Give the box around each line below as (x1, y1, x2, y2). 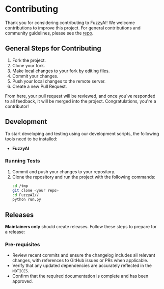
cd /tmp (12, 183, 28, 188)
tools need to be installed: (5, 136, 57, 142)
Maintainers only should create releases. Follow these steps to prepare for (5, 224, 157, 230)
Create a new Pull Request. (12, 83, 67, 89)
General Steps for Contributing (5, 44, 102, 53)
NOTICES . (12, 268, 29, 274)
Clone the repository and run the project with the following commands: (12, 174, 156, 180)
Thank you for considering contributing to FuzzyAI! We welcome (5, 20, 135, 26)
